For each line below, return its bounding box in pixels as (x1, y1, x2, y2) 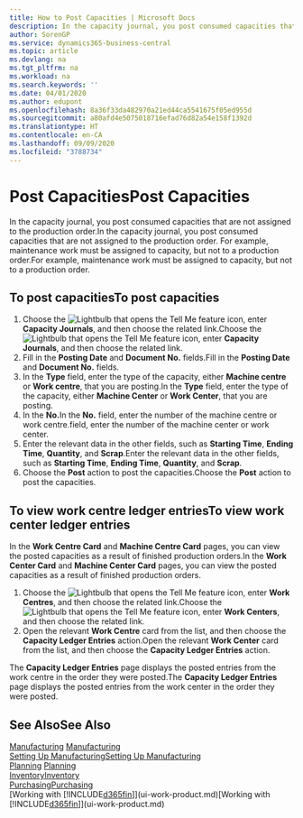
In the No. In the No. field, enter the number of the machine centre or (22, 409, 278, 420)
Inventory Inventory (9, 770, 80, 780)
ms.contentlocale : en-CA (9, 131, 103, 140)
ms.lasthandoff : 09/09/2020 (9, 139, 115, 148)
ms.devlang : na (9, 55, 67, 64)
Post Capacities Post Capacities (9, 186, 251, 207)
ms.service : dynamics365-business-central (9, 38, 171, 48)
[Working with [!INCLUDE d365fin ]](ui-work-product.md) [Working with (9, 789, 271, 799)
